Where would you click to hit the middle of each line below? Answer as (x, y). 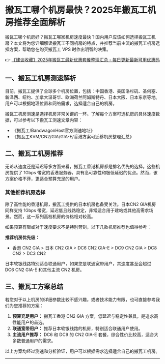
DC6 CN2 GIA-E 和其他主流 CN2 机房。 (45, 270)
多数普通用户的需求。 (34, 340)
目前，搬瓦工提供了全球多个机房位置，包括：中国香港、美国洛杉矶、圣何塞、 (82, 91)
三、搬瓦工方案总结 (34, 287)
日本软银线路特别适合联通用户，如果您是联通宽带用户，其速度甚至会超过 (78, 263)
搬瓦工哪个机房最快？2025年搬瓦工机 (81, 10)
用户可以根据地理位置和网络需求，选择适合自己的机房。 (61, 103)
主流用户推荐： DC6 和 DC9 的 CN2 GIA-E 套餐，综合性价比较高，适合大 (85, 334)
